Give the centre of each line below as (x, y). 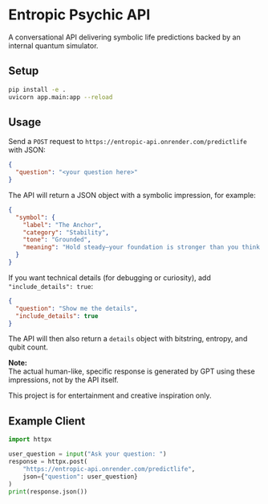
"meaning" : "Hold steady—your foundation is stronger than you (131, 247)
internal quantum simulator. (53, 45)
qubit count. (28, 347)
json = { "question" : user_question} (80, 477)
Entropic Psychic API (79, 15)
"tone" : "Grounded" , (57, 240)
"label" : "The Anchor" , (63, 225)
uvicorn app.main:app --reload (61, 97)
